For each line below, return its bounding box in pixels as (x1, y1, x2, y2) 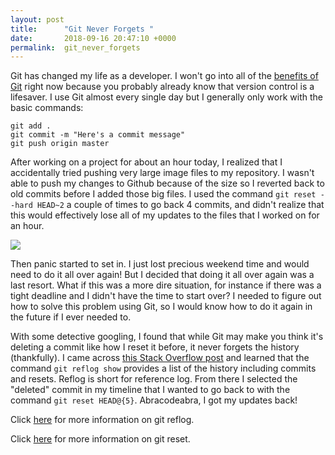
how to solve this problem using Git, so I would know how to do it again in (10, 301, 313, 313)
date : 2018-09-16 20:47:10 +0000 (10, 33, 177, 43)
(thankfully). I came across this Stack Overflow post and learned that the (10, 352, 310, 364)
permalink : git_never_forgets (10, 42, 141, 53)
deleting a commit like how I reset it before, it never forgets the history (10, 341, 300, 353)
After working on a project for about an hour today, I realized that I (10, 156, 283, 168)
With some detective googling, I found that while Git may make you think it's (10, 331, 324, 343)
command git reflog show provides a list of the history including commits (10, 362, 317, 375)
